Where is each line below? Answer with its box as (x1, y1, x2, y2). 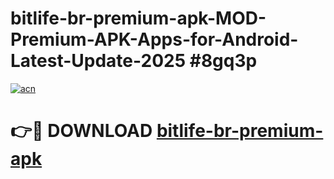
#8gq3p (189, 50, 258, 72)
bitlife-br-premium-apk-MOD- (10, 7, 267, 30)
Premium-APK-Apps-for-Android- (10, 28, 299, 51)
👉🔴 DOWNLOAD (10, 120, 153, 142)
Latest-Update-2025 (10, 50, 187, 72)
